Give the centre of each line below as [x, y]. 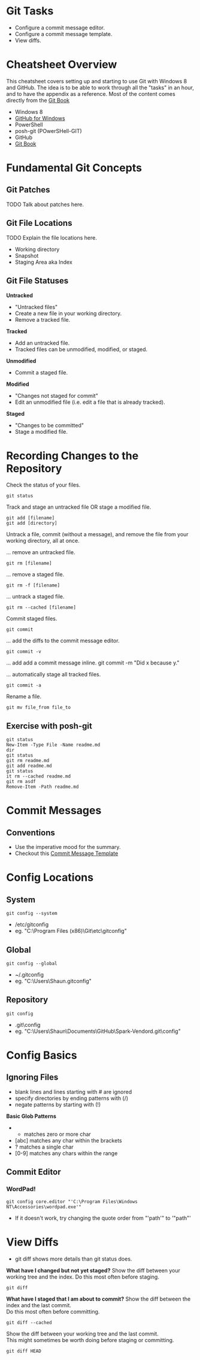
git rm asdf [21, 782]
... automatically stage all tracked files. [54, 675]
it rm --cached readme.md [38, 776]
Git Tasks [30, 11]
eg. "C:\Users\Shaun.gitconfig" [53, 981]
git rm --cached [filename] [41, 608]
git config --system [32, 914]
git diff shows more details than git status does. [73, 1259]
